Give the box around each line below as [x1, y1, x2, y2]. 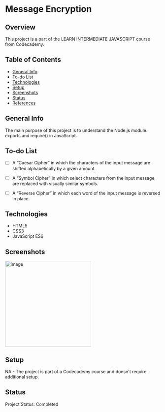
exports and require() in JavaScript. [5, 132, 77, 138]
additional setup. [5, 374, 39, 380]
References [12, 100, 36, 106]
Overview [5, 23, 36, 32]
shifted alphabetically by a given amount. [12, 165, 96, 171]
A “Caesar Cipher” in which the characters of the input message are [12, 160, 151, 166]
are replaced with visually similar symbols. [12, 181, 99, 187]
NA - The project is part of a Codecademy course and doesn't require [5, 369, 147, 375]
